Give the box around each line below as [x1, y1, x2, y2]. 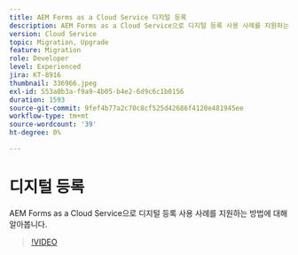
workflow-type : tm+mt [9, 112, 90, 120]
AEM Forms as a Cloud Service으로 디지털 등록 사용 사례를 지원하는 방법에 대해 [9, 207, 288, 218]
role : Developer [9, 54, 69, 63]
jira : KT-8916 [9, 71, 62, 80]
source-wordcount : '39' [9, 120, 98, 129]
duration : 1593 [9, 95, 66, 104]
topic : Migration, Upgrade [9, 37, 109, 47]
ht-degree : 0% [9, 128, 62, 137]
